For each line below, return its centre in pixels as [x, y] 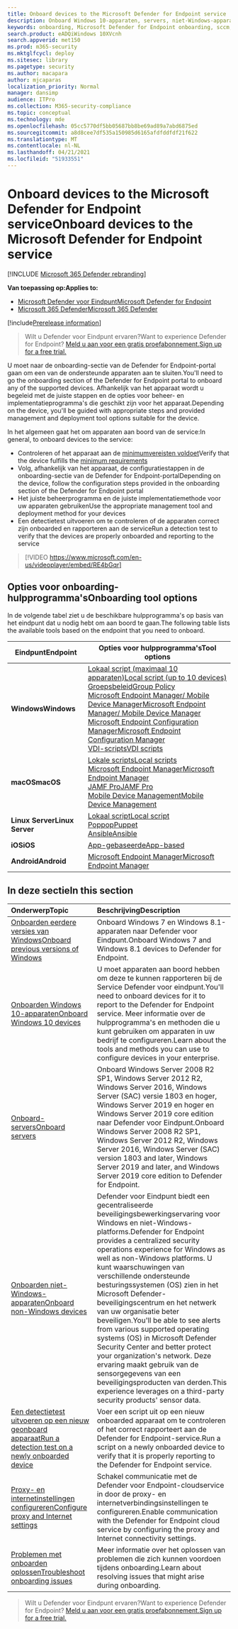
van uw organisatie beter [138, 1311]
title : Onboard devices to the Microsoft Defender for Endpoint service [117, 14]
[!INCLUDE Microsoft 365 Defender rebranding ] [77, 274]
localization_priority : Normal [53, 87]
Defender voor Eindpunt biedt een [153, 1196]
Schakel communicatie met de [147, 1477]
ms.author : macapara [38, 73]
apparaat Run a [35, 1438]
